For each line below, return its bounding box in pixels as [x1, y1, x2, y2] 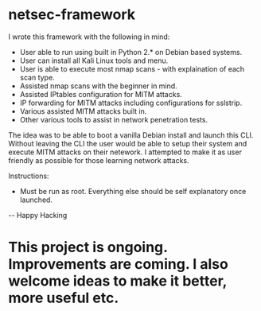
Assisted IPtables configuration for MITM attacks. [19, 89, 183, 99]
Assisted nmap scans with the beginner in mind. [19, 81, 177, 91]
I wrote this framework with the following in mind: [8, 32, 170, 41]
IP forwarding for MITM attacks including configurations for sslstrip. [19, 98, 243, 107]
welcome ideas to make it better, [8, 272, 228, 290]
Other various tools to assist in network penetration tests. [19, 115, 208, 124]
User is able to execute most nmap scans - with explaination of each [19, 64, 245, 73]
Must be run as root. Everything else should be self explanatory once [19, 186, 247, 196]
